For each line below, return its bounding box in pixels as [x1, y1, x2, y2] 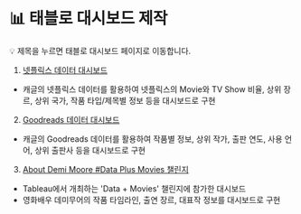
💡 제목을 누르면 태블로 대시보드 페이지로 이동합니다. [9, 45, 192, 56]
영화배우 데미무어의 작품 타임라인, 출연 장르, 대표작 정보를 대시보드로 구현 [22, 194, 281, 205]
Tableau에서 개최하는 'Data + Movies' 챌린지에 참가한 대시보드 [22, 182, 247, 194]
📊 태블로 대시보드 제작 [9, 8, 168, 29]
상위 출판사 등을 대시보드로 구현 [34, 144, 146, 155]
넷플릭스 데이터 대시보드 [22, 64, 108, 75]
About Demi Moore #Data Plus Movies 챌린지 [22, 163, 190, 174]
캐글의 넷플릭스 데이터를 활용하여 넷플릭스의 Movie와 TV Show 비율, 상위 [22, 83, 282, 95]
